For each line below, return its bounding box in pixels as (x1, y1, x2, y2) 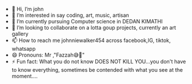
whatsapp (11, 45, 36, 52)
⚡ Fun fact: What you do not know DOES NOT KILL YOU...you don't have (11, 58, 186, 65)
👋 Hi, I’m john (11, 6, 44, 12)
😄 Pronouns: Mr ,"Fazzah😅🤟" (11, 51, 85, 58)
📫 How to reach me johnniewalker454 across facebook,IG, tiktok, (11, 37, 171, 44)
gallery (11, 30, 29, 37)
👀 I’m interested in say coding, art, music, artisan (11, 12, 129, 19)
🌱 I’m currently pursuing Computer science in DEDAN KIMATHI (11, 18, 163, 24)
